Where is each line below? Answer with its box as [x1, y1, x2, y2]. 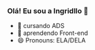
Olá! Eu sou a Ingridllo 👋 [7, 6, 89, 16]
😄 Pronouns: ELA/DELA [17, 36, 86, 45]
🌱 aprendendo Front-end [17, 29, 89, 37]
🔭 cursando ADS [17, 22, 64, 30]
